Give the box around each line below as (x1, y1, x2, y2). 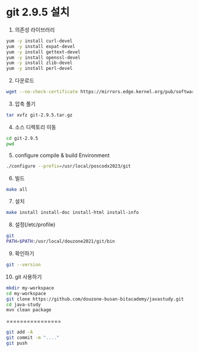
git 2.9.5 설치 (6, 5, 70, 19)
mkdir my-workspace (6, 285, 54, 291)
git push (6, 340, 28, 347)
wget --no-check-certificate (6, 89, 78, 95)
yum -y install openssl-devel (6, 55, 81, 60)
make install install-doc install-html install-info (6, 210, 139, 216)
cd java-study (6, 302, 41, 308)
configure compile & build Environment (14, 152, 110, 159)
